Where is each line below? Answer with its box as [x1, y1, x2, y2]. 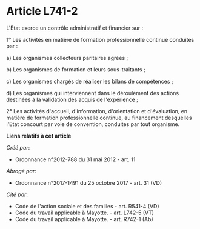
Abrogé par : [6, 167, 36, 174]
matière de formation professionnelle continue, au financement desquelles [6, 114, 192, 121]
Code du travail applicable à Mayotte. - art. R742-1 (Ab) [15, 215, 153, 222]
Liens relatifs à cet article [6, 132, 72, 139]
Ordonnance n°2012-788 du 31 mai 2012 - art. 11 [15, 156, 136, 163]
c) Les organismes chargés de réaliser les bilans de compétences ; [6, 78, 173, 85]
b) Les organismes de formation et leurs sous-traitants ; [6, 65, 145, 73]
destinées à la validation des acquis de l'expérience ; [6, 96, 138, 103]
